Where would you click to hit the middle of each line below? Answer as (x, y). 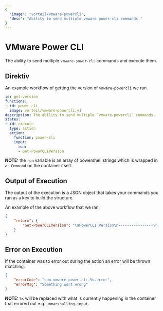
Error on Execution (34, 249)
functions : (16, 101)
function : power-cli (35, 137)
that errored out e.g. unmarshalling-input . (47, 303)
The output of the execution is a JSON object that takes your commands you (82, 193)
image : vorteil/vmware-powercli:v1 (45, 110)
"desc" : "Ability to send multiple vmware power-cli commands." (76, 19)
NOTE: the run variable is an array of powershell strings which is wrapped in (81, 160)
